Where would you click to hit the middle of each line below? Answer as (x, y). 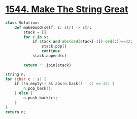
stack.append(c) (49, 56)
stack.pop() (54, 47)
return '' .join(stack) (47, 65)
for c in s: (36, 37)
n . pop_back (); (38, 89)
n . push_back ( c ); (41, 98)
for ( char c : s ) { (26, 79)
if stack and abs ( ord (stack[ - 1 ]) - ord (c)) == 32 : (82, 42)
